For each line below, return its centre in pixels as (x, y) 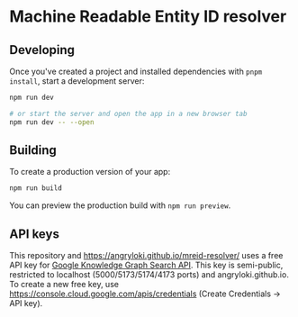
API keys (35, 234)
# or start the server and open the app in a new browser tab (128, 113)
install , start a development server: (77, 81)
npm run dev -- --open (52, 122)
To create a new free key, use (64, 285)
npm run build (36, 188)
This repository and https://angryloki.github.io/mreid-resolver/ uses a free (146, 256)
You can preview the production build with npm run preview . (120, 205)
